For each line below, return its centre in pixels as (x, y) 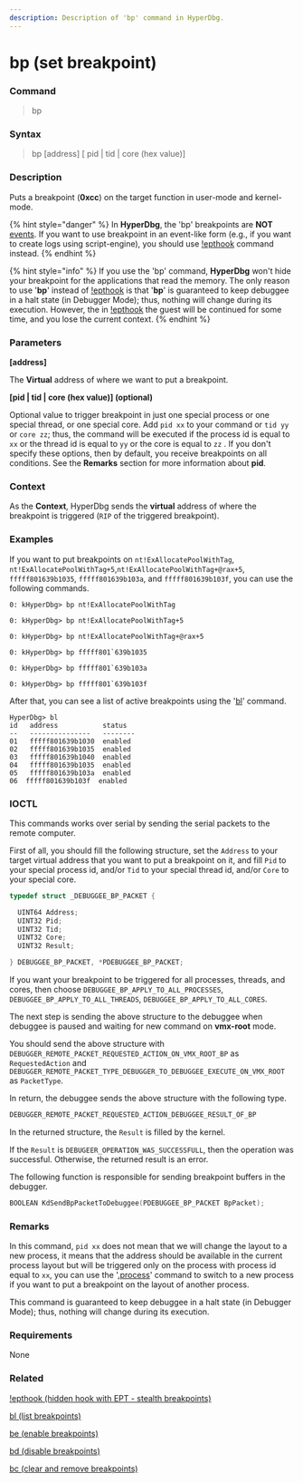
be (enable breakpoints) (54, 1433)
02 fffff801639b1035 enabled (70, 749)
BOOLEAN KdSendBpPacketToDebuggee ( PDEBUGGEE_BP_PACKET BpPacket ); (137, 1203)
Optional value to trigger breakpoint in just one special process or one (139, 415)
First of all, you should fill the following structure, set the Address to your (144, 850)
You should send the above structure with (87, 1044)
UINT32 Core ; (42, 938)
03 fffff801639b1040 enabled (70, 757)
